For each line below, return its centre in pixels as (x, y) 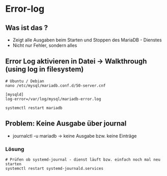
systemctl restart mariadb (34, 108)
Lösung (15, 149)
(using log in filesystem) (45, 69)
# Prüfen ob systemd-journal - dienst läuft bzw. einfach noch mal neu (83, 159)
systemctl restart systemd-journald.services (54, 168)
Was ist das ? (27, 28)
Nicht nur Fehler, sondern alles (45, 45)
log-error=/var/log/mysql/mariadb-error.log (53, 99)
